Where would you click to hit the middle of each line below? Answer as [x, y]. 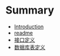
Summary [30, 10]
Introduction [29, 27]
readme [23, 32]
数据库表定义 [29, 47]
